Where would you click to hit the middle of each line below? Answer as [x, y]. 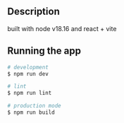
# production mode [34, 106]
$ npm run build [31, 112]
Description [33, 12]
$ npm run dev [28, 74]
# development [28, 67]
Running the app [44, 51]
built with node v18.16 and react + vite [62, 28]
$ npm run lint [30, 93]
